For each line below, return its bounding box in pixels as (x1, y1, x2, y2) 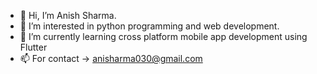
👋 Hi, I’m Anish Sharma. (19, 10, 117, 21)
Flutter (19, 41, 48, 53)
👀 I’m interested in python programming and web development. (19, 20, 280, 32)
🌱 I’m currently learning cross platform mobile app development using (19, 31, 308, 42)
